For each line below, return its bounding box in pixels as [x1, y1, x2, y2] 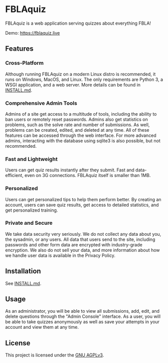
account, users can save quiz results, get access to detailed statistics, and [5, 202, 159, 208]
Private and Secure [5, 220, 53, 227]
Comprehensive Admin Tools [5, 100, 78, 107]
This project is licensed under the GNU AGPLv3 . [5, 352, 104, 358]
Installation [5, 267, 41, 276]
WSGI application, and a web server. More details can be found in [5, 81, 141, 87]
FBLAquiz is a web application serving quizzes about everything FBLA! [5, 20, 151, 26]
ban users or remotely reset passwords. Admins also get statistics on [5, 116, 148, 122]
